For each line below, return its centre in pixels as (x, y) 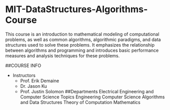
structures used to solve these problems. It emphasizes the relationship (80, 45)
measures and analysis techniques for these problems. (63, 56)
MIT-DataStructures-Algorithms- (77, 9)
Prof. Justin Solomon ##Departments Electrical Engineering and (87, 91)
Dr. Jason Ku (33, 86)
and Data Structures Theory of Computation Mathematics (80, 102)
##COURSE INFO (23, 65)
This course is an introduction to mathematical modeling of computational (82, 34)
